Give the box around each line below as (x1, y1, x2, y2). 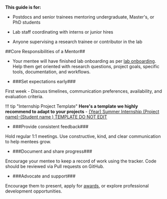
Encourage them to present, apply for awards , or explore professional (5, 183, 149, 188)
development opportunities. (5, 188, 63, 194)
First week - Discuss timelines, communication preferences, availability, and (5, 88, 162, 94)
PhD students (12, 20, 41, 25)
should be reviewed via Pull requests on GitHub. (5, 163, 104, 169)
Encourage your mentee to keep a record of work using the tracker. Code (5, 158, 156, 164)
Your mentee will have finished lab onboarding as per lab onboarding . (12, 58, 156, 64)
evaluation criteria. (5, 94, 44, 99)
